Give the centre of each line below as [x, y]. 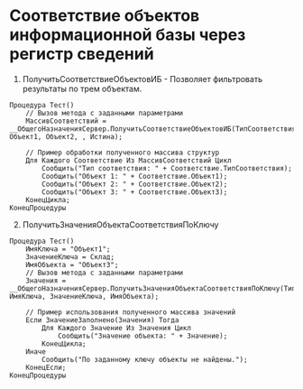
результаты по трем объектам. [82, 88]
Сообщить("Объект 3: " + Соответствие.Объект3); [135, 192]
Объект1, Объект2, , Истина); [66, 136]
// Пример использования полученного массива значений [131, 312]
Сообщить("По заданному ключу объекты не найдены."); [145, 359]
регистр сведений [82, 54]
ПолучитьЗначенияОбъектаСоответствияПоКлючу [120, 224]
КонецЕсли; [46, 367]
